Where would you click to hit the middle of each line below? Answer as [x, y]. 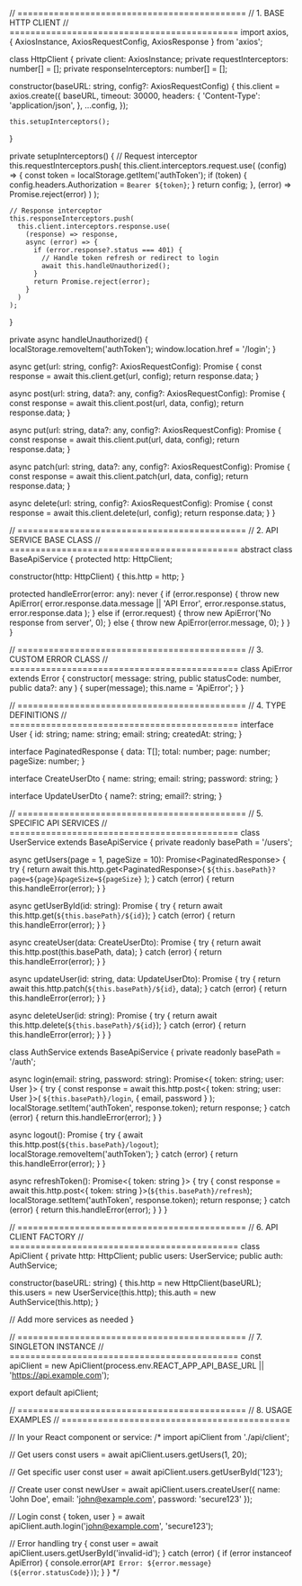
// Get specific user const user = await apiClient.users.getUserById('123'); [146, 1472]
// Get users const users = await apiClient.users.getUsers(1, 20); [128, 1455]
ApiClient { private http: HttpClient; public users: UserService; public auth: [146, 1256]
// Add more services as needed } [72, 1319]
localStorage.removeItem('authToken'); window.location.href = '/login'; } [143, 349]
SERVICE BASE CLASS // [55, 540]
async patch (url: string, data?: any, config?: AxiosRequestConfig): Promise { [150, 467]
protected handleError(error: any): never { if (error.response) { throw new [145, 594]
